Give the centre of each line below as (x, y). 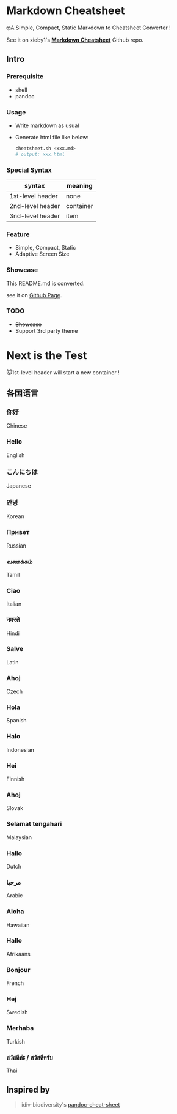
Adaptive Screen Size (42, 254)
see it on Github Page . (34, 295)
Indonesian (20, 749)
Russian (16, 546)
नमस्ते (13, 620)
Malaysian (19, 837)
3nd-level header (35, 216)
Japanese (19, 486)
